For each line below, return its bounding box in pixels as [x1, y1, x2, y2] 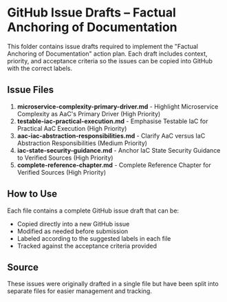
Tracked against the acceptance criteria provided [17, 241, 157, 250]
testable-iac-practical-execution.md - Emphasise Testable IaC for [17, 117, 208, 125]
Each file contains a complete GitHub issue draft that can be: [7, 206, 180, 215]
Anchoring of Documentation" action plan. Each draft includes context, [7, 50, 208, 58]
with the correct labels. [7, 64, 72, 72]
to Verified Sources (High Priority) [17, 153, 113, 162]
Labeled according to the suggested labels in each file [17, 234, 171, 242]
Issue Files [7, 84, 54, 96]
